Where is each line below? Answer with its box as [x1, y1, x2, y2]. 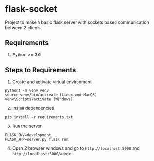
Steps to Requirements [5, 66, 76, 74]
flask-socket [5, 3, 58, 15]
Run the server [12, 123, 42, 129]
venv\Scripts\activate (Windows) [5, 96, 73, 102]
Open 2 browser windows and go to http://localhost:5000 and [12, 145, 140, 151]
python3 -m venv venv [5, 88, 49, 93]
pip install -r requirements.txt [5, 114, 73, 120]
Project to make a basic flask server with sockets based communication [5, 19, 150, 25]
